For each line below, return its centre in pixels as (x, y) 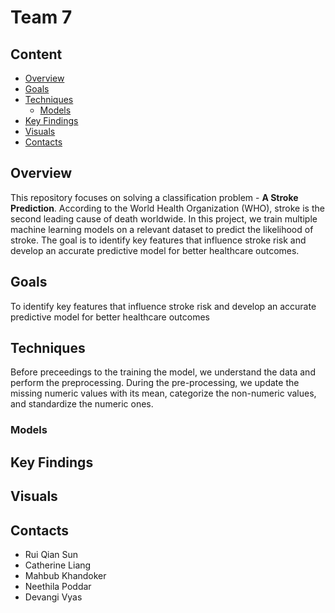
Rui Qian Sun (51, 554)
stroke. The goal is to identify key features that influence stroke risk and (158, 240)
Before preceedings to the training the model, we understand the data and (163, 372)
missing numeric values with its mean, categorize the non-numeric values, (163, 393)
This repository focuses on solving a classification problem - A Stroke (154, 197)
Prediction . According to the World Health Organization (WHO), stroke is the (167, 208)
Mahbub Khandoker (65, 575)
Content (36, 54)
